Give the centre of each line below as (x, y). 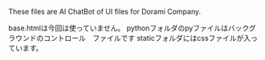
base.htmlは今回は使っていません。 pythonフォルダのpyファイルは (118, 28)
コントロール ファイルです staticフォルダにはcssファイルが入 (147, 38)
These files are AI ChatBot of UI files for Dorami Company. (105, 12)
